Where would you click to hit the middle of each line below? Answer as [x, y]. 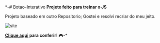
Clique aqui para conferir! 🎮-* [36, 35]
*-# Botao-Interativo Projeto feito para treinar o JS [56, 7]
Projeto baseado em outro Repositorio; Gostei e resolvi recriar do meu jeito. [80, 16]
